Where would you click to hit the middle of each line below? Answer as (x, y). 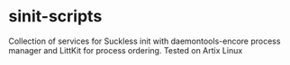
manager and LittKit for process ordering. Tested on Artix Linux (126, 50)
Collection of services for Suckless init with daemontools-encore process (145, 41)
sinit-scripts (55, 16)
